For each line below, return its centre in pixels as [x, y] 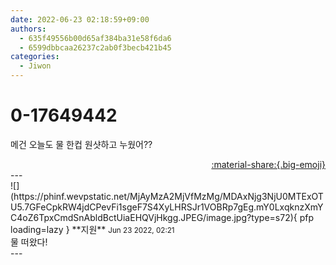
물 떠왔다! [29, 242]
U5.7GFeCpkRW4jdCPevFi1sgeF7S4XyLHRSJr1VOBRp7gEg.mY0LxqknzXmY [167, 207]
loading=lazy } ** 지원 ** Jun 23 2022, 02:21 [92, 229]
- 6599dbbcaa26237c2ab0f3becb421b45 [95, 47]
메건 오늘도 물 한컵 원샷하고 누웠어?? [81, 144]
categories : [35, 57]
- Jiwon [35, 66]
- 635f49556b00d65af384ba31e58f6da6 [95, 38]
